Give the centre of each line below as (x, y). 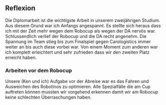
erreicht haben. (21, 57)
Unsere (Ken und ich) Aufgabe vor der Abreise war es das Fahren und (77, 81)
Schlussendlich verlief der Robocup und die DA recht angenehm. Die (76, 36)
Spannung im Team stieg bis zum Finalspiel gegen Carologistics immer (78, 41)
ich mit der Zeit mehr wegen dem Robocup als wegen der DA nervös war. (80, 31)
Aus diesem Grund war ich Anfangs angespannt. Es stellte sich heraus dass (83, 25)
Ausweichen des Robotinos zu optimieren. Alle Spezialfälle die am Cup (78, 86)
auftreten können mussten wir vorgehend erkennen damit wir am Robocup (82, 92)
